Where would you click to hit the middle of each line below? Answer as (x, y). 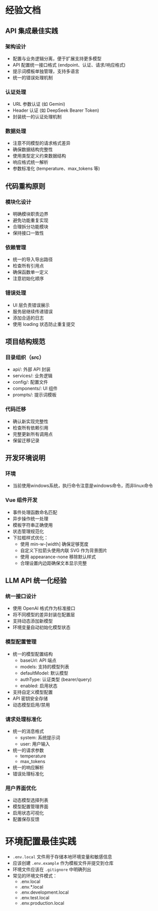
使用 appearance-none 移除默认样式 (58, 557)
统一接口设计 (21, 596)
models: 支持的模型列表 (45, 666)
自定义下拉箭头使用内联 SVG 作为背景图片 (64, 550)
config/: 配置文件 (30, 382)
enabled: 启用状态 (39, 686)
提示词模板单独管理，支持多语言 (46, 71)
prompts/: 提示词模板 (34, 395)
